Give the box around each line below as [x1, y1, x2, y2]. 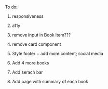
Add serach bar [12, 69, 43, 75]
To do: [5, 4, 18, 10]
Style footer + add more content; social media [12, 51, 104, 56]
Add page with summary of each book [12, 79, 88, 84]
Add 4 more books [12, 60, 49, 65]
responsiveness [12, 13, 44, 19]
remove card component [12, 41, 61, 47]
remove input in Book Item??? [12, 32, 71, 38]
